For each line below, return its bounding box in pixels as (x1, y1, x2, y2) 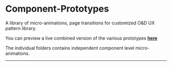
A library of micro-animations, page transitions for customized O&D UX (5, 20, 155, 26)
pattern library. (5, 25, 37, 31)
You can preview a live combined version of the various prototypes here (5, 35, 158, 41)
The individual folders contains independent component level (5, 45, 135, 51)
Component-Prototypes (5, 3, 109, 15)
